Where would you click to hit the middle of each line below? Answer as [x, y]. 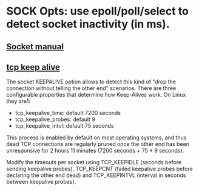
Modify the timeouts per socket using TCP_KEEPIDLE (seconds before [94, 162]
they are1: [18, 101]
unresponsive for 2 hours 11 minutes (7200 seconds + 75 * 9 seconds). [95, 151]
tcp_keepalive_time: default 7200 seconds [68, 113]
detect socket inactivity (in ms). [88, 24]
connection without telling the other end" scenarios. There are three [91, 88]
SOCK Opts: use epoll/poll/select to [98, 11]
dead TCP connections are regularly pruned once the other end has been [98, 144]
